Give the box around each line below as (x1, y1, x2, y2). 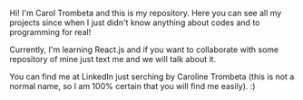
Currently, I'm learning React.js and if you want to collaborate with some (9, 44, 279, 55)
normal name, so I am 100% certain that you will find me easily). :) (9, 81, 256, 91)
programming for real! (9, 27, 92, 37)
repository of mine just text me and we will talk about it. (9, 54, 216, 64)
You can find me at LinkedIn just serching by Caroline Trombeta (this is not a (9, 71, 295, 82)
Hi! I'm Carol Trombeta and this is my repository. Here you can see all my (9, 8, 282, 18)
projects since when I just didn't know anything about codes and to (9, 17, 260, 28)
